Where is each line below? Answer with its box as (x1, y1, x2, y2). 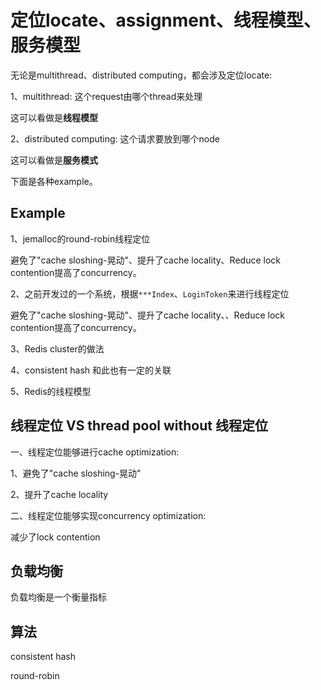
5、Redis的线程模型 (10, 385, 92, 397)
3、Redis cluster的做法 (10, 342, 105, 355)
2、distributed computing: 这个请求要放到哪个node (10, 132, 220, 145)
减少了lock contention (10, 531, 101, 543)
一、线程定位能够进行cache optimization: (10, 446, 180, 458)
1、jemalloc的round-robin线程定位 (10, 232, 151, 245)
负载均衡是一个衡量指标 (10, 591, 107, 603)
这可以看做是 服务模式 (10, 154, 98, 166)
